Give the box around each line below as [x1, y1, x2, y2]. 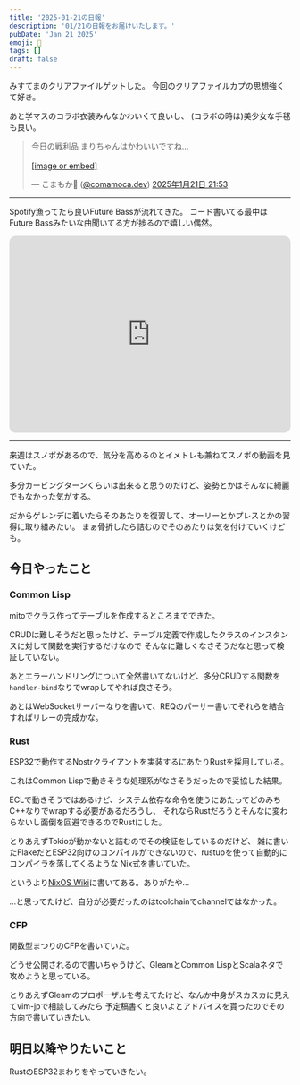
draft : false [9, 55, 58, 64]
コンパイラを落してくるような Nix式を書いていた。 [9, 858, 195, 868]
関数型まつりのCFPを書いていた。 [9, 941, 135, 952]
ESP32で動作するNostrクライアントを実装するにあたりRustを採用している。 [9, 756, 288, 766]
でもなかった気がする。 [9, 491, 96, 501]
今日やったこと [9, 561, 92, 577]
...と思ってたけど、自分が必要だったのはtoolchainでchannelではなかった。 [9, 896, 282, 907]
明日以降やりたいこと [9, 1040, 127, 1056]
